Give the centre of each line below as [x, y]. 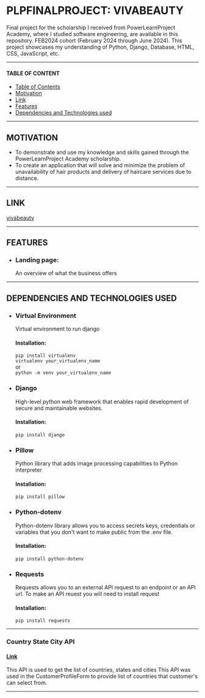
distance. [27, 178]
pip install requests [42, 621]
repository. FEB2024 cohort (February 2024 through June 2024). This [94, 40]
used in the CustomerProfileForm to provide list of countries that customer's [102, 676]
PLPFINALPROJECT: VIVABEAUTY [95, 11]
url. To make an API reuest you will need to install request [87, 594]
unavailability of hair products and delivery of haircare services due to [103, 171]
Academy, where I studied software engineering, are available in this [92, 34]
